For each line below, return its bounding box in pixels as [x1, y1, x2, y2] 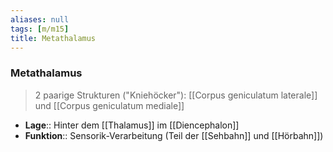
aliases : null [10, 14, 70, 25]
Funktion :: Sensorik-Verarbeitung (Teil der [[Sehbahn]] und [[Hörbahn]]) [24, 129, 324, 141]
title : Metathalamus [10, 33, 97, 43]
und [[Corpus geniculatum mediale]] [34, 99, 185, 111]
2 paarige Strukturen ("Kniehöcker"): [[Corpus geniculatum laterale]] [34, 89, 318, 101]
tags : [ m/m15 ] [10, 24, 70, 34]
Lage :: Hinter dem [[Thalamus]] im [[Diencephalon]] [24, 119, 240, 131]
